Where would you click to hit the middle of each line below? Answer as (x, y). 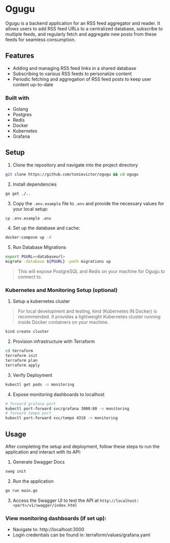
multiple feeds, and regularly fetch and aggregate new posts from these (81, 34)
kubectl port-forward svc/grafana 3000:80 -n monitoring (67, 409)
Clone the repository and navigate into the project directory (75, 165)
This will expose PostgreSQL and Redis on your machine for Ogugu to (91, 271)
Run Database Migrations (39, 247)
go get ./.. (18, 193)
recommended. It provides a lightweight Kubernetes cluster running (89, 317)
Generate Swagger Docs (39, 462)
